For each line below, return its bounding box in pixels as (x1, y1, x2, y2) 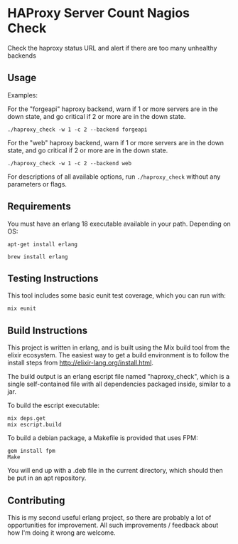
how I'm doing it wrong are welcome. (7, 528, 116, 537)
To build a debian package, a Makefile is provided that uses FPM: (7, 434, 198, 442)
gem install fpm (7, 447, 55, 455)
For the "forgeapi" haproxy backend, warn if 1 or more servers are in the (7, 105, 218, 113)
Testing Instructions (7, 272, 99, 284)
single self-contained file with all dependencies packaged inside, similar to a (7, 380, 231, 389)
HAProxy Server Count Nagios (7, 5, 190, 21)
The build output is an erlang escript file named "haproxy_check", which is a (7, 372, 229, 381)
